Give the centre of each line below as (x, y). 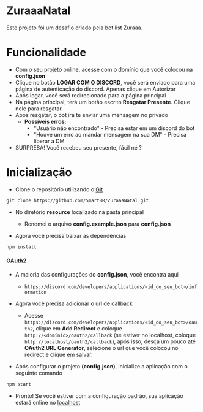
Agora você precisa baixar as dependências (71, 235)
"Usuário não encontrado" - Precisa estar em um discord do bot (114, 128)
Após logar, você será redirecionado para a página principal (90, 95)
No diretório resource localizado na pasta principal (79, 212)
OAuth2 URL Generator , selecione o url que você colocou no (101, 348)
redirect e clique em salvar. (58, 354)
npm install (21, 247)
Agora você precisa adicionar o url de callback (74, 303)
